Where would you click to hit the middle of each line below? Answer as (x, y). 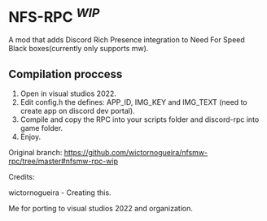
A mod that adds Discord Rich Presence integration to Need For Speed (127, 40)
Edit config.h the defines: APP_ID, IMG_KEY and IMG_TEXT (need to (133, 102)
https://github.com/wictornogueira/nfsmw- (136, 153)
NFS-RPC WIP (54, 16)
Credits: (22, 177)
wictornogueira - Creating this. (60, 193)
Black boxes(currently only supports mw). (79, 49)
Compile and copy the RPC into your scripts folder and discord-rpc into (140, 119)
